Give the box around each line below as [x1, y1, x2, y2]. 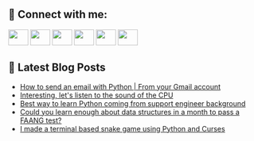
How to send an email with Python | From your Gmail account [19, 82, 221, 91]
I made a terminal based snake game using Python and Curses [19, 124, 225, 133]
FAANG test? [19, 116, 62, 125]
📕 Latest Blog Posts [8, 61, 106, 74]
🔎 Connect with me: [8, 8, 107, 21]
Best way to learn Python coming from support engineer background [19, 98, 246, 108]
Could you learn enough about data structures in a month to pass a [19, 107, 240, 116]
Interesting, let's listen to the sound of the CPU [19, 90, 174, 100]
